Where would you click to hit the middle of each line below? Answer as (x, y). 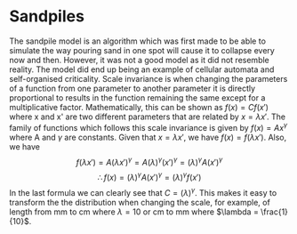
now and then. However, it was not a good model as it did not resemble (139, 60)
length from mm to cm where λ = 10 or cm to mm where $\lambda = (134, 212)
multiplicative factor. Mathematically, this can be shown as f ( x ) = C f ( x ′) (139, 107)
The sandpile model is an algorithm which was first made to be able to (138, 41)
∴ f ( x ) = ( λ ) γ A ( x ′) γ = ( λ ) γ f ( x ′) (149, 177)
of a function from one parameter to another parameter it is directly (132, 88)
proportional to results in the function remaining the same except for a (137, 97)
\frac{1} (275, 212)
